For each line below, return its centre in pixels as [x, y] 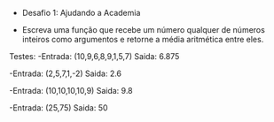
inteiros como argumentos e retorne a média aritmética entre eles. [143, 39]
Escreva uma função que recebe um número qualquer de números [144, 30]
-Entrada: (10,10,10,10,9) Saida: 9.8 [71, 91]
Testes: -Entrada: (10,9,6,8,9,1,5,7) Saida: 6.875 [94, 56]
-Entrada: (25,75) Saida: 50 [59, 108]
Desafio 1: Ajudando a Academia [81, 13]
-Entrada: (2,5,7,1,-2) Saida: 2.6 [66, 73]
